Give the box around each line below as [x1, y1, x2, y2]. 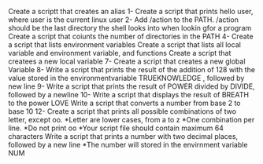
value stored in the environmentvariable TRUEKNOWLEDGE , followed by [8, 74, 245, 82]
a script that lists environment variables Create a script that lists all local [8, 40, 242, 49]
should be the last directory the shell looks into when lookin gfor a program [8, 24, 252, 32]
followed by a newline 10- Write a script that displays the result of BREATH [8, 90, 250, 99]
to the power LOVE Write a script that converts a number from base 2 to [8, 98, 241, 108]
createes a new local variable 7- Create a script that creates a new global [8, 56, 246, 66]
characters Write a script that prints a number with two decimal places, [8, 132, 239, 140]
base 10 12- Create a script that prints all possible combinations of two [8, 107, 237, 116]
